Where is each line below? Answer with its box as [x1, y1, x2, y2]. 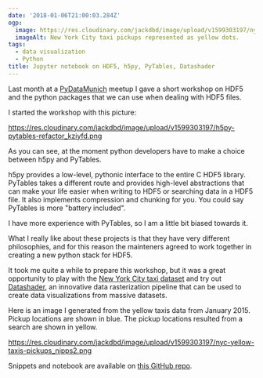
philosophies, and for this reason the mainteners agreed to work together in [8, 242, 252, 251]
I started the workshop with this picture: [8, 107, 137, 117]
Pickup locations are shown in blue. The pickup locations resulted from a [8, 314, 243, 323]
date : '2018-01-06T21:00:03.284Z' [8, 11, 121, 20]
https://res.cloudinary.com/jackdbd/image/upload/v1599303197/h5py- [8, 122, 235, 132]
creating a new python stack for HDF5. [8, 250, 133, 260]
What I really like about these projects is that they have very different [8, 233, 230, 243]
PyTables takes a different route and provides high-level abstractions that [8, 178, 245, 187]
